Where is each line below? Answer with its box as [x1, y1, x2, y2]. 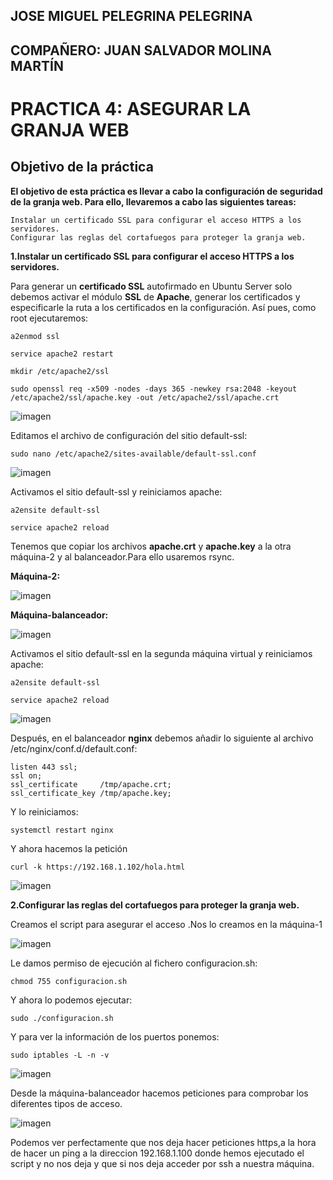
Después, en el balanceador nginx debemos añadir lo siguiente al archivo [10, 732, 314, 744]
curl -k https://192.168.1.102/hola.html [10, 862, 186, 872]
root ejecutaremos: [10, 312, 89, 324]
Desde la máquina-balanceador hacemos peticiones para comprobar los [10, 1087, 309, 1099]
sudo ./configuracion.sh [10, 1013, 114, 1023]
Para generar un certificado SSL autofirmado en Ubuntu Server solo [10, 280, 293, 292]
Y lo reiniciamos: [10, 805, 79, 818]
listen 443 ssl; [10, 762, 78, 772]
